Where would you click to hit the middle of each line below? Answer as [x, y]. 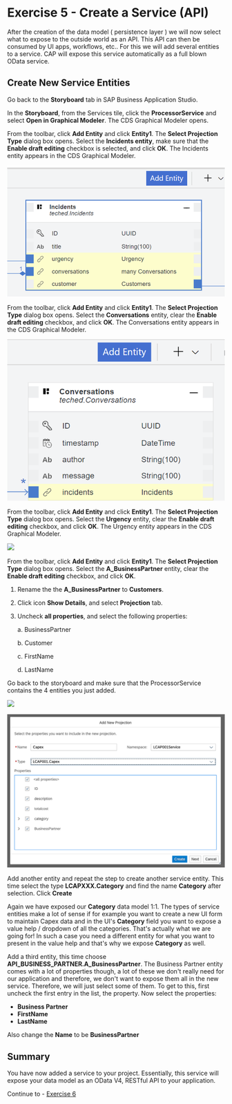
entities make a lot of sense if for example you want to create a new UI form [115, 914]
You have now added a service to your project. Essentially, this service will [113, 1073]
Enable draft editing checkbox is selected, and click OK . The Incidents [108, 148]
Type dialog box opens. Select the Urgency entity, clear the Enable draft [111, 519]
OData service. [28, 61]
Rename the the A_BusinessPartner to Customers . [90, 590]
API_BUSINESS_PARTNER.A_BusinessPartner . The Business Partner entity [115, 964]
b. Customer [35, 643]
